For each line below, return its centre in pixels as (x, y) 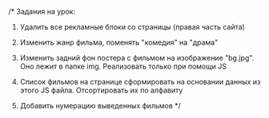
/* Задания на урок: (42, 12)
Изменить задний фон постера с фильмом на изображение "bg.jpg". (137, 58)
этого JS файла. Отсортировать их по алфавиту (101, 90)
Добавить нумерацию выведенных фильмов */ (100, 106)
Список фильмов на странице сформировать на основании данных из (140, 82)
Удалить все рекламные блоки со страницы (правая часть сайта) (132, 27)
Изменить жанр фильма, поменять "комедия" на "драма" (119, 42)
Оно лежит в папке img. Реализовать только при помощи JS (123, 66)
